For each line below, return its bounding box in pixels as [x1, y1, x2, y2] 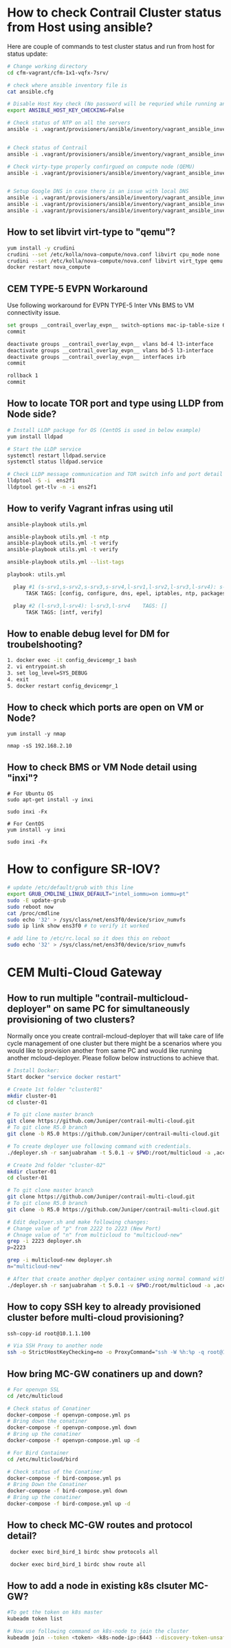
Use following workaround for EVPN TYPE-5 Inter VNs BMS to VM [7, 301, 195, 309]
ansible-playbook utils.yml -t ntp [7, 533, 109, 540]
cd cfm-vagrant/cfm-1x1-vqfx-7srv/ [7, 69, 109, 76]
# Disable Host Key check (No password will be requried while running [7, 101, 217, 107]
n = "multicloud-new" [7, 1263, 63, 1270]
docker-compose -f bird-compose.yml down [7, 1487, 128, 1494]
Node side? [7, 409, 57, 420]
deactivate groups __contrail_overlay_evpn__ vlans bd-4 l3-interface [7, 340, 214, 347]
